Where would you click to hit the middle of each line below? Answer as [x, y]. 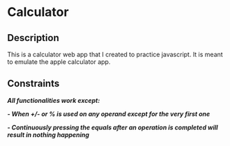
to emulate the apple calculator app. [59, 62]
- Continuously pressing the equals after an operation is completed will [113, 127]
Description [33, 38]
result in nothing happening [48, 135]
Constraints [33, 84]
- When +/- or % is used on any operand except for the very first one [109, 114]
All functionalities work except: [54, 100]
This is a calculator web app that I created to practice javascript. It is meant [115, 54]
